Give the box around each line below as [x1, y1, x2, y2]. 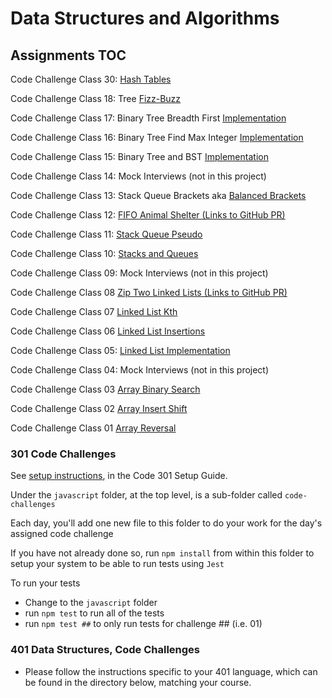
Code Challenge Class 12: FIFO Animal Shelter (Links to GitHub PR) [10, 209, 286, 221]
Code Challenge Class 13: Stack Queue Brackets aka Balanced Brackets [10, 190, 307, 201]
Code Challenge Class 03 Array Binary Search [10, 383, 201, 395]
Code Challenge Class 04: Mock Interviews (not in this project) [10, 364, 270, 376]
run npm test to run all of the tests [24, 607, 165, 619]
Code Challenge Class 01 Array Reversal [10, 422, 177, 434]
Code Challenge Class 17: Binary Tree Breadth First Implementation [10, 112, 287, 124]
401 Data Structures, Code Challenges [10, 643, 201, 657]
